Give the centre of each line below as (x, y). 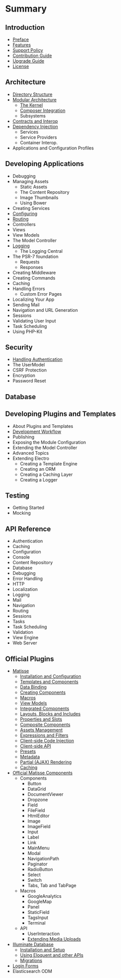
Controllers (24, 224)
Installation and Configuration (50, 676)
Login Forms (25, 966)
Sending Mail (26, 305)
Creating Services (31, 208)
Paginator (37, 864)
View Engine (25, 638)
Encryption (24, 375)
